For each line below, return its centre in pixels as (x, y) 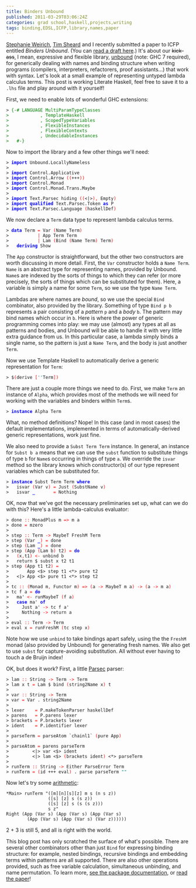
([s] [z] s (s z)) (70, 799)
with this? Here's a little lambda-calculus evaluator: (68, 509)
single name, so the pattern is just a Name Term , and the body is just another (97, 343)
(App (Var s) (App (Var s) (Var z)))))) (77, 819)
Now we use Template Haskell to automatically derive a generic (82, 361)
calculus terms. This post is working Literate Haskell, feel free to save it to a (97, 82)
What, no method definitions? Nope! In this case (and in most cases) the (93, 422)
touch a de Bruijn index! (35, 657)
